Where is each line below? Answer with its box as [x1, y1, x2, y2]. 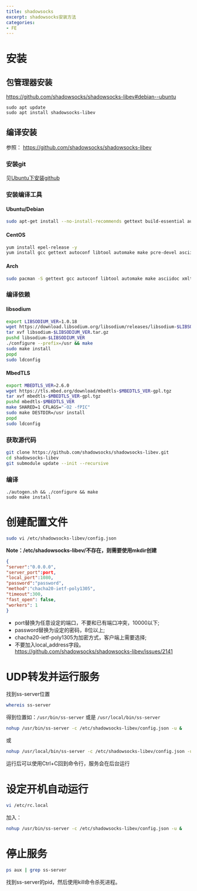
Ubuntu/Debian [6, 205, 45, 212]
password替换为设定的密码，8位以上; [14, 627, 106, 634]
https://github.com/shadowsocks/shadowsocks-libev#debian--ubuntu [6, 93, 176, 101]
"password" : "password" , [6, 580, 64, 587]
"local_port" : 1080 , [6, 575, 54, 581]
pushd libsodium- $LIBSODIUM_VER [6, 335, 85, 341]
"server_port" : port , [6, 570, 57, 575]
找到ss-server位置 [6, 691, 50, 698]
